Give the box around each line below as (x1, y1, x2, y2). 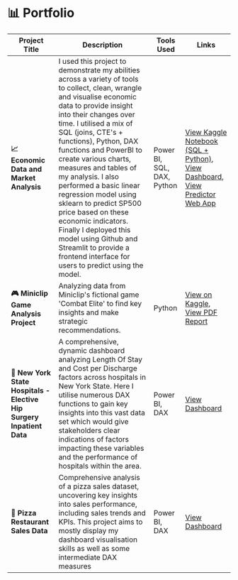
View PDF (185, 307, 218, 317)
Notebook (185, 136, 218, 146)
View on (185, 290, 212, 300)
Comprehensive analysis (58, 472, 140, 482)
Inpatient (11, 421, 42, 431)
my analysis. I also (58, 171, 119, 181)
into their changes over (58, 109, 136, 119)
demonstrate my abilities (58, 65, 140, 75)
